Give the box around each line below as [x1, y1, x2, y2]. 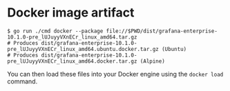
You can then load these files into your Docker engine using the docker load [7, 70, 224, 78]
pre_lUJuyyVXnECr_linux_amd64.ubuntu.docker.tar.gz [7, 45, 159, 52]
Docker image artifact [7, 5, 135, 21]
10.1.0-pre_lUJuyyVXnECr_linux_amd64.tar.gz [7, 33, 137, 41]
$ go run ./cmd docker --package [7, 28, 104, 34]
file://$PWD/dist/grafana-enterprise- [106, 28, 218, 34]
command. [7, 77, 38, 85]
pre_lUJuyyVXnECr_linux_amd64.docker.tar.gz [7, 57, 137, 65]
